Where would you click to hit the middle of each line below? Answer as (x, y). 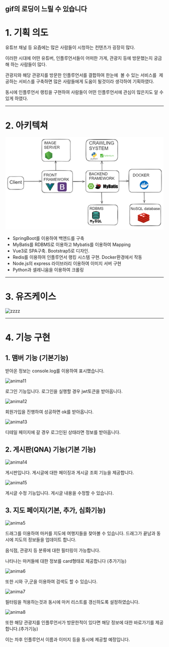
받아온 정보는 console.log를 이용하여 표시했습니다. (55, 371)
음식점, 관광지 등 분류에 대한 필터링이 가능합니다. (53, 550)
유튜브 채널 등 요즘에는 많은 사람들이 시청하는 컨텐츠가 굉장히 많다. (70, 47)
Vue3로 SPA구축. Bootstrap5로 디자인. (51, 251)
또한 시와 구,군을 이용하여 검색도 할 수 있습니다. (52, 581)
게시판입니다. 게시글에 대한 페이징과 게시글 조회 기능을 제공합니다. (70, 472)
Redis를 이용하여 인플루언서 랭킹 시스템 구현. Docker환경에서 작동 (77, 257)
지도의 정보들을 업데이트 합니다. (45, 539)
